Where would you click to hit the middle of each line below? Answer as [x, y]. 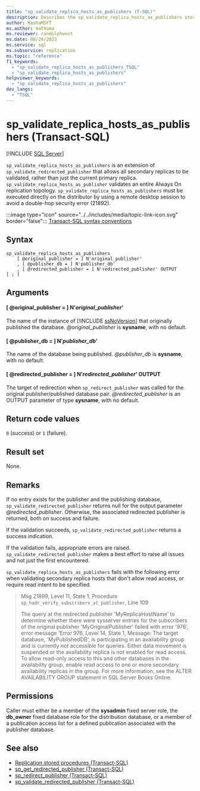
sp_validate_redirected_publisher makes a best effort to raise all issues [95, 554]
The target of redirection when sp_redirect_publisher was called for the [95, 387]
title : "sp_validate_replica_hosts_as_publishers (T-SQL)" [81, 12]
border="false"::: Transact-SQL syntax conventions [69, 221]
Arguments [28, 292]
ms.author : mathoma [30, 28]
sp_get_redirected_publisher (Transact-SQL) [69, 769]
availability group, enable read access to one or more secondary [100, 665]
